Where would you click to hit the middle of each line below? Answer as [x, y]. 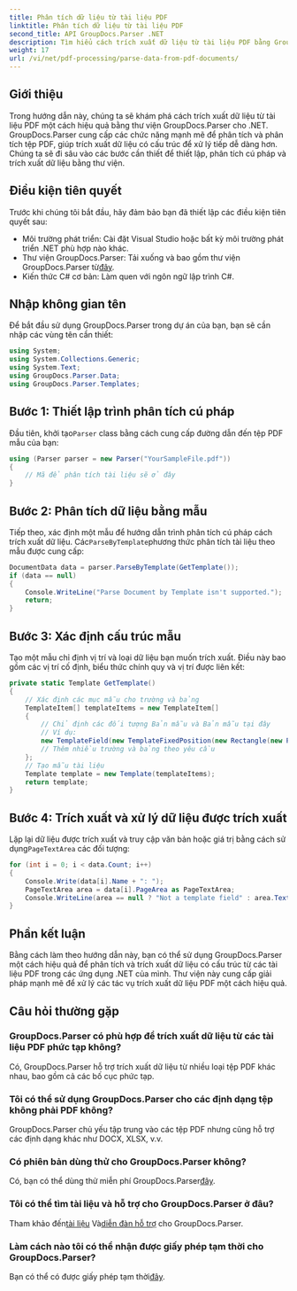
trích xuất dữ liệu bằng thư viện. [67, 163]
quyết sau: [28, 222]
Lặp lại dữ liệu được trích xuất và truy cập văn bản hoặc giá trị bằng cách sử [148, 839]
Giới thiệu [36, 94]
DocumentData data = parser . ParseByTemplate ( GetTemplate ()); [124, 567]
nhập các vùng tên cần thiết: [61, 335]
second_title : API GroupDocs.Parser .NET [87, 34]
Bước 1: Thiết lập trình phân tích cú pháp [122, 412]
